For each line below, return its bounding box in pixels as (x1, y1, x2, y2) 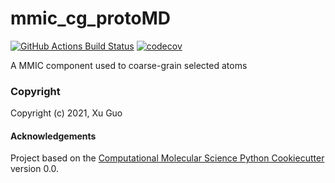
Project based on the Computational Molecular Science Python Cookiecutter (10, 152, 325, 164)
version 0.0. (10, 163, 60, 175)
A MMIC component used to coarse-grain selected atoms (10, 59, 248, 71)
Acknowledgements (10, 130, 97, 142)
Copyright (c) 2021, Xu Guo (10, 107, 123, 119)
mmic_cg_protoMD (10, 7, 171, 30)
